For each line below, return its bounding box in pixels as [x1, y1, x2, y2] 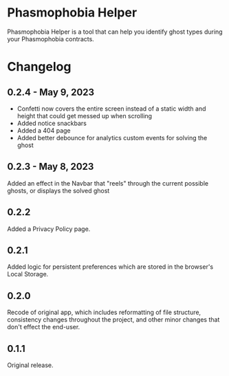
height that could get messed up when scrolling [17, 111, 153, 120]
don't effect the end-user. [7, 323, 80, 331]
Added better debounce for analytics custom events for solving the [17, 133, 208, 142]
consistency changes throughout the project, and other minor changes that [7, 316, 220, 324]
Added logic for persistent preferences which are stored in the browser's [7, 263, 214, 271]
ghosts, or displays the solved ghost [7, 186, 110, 195]
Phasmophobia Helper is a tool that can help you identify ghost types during [7, 27, 223, 36]
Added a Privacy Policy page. [7, 225, 91, 233]
